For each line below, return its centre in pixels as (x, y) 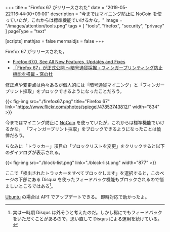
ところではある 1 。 (37, 186)
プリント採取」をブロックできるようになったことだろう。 (65, 91)
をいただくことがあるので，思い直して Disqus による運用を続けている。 (87, 219)
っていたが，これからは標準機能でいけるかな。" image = (64, 20)
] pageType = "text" (26, 31)
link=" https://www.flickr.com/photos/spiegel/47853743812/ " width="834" (82, 107)
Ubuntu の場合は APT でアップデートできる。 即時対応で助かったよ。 (77, 196)
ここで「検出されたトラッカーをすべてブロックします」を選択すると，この (82, 173)
